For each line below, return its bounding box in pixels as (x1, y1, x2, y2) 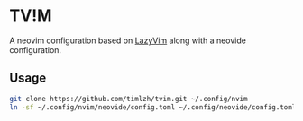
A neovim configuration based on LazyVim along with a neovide (9, 35, 246, 46)
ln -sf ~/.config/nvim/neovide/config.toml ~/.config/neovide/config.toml (9, 102, 297, 112)
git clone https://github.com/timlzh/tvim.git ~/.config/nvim (9, 94, 248, 103)
